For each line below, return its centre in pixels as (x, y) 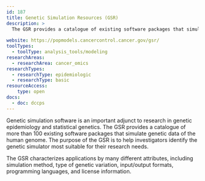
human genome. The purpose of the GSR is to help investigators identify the (102, 140)
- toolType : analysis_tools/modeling (60, 52)
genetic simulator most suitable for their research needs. (77, 146)
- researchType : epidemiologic (52, 75)
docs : (13, 97)
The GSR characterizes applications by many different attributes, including (100, 158)
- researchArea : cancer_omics (50, 63)
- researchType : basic (41, 80)
